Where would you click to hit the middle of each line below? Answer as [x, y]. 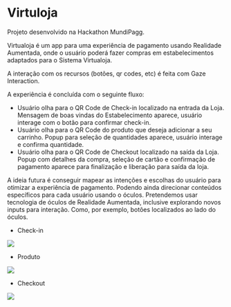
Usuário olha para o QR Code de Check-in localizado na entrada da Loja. [121, 107]
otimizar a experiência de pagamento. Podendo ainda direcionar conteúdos [114, 187]
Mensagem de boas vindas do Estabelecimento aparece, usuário [110, 115]
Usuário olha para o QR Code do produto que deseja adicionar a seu [114, 130]
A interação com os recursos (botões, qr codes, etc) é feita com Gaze [107, 73]
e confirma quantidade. [50, 144]
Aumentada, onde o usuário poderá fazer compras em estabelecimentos [111, 53]
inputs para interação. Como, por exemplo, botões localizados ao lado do [112, 209]
